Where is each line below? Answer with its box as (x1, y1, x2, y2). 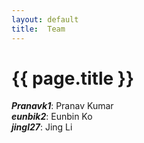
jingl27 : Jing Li (11, 121, 73, 133)
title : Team (11, 24, 66, 34)
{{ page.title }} (11, 67, 135, 90)
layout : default (11, 14, 79, 25)
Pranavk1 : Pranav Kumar (11, 100, 114, 112)
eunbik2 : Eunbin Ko (11, 111, 93, 123)
